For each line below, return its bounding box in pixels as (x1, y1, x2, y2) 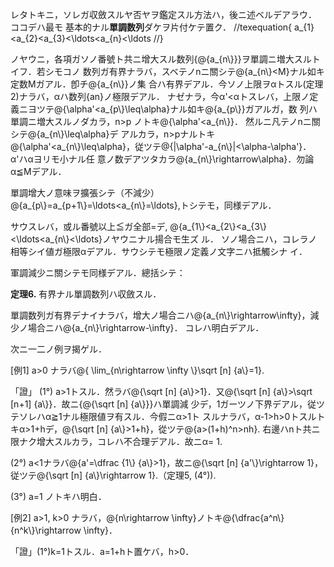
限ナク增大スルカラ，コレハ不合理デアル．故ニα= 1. (10, 436, 223, 447)
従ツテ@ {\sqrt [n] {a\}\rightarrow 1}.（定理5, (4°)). (10, 469, 217, 481)
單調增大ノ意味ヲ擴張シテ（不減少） (10, 187, 160, 198)
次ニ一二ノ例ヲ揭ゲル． (10, 343, 107, 355)
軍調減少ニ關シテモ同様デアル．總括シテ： (10, 267, 186, 278)
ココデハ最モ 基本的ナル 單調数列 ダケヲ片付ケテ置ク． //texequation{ (10, 21, 293, 33)
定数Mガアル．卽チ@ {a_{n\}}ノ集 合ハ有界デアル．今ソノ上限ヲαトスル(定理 (10, 78, 324, 90)
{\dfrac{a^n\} (231, 512, 285, 523)
